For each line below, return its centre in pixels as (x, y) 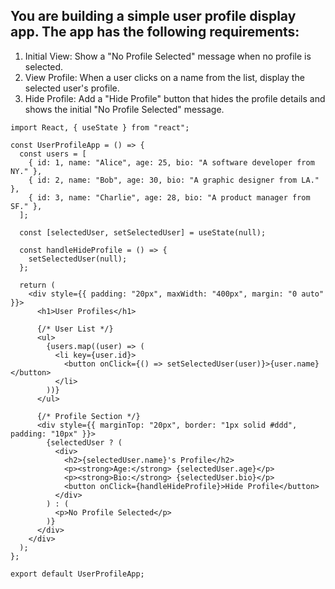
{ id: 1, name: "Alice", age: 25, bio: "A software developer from (171, 162)
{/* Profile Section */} (88, 416)
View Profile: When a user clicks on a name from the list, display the (164, 77)
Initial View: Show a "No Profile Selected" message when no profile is (168, 56)
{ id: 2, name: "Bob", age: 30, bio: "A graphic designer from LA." (174, 180)
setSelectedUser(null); (78, 259)
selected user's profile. (72, 88)
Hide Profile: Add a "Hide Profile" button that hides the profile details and (175, 98)
